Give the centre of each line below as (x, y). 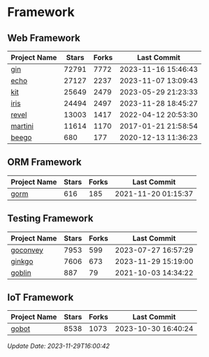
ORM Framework (44, 162)
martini (22, 126)
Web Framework (44, 38)
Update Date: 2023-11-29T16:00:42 (59, 346)
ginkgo (22, 261)
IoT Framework (41, 298)
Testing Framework (50, 218)
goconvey (27, 250)
